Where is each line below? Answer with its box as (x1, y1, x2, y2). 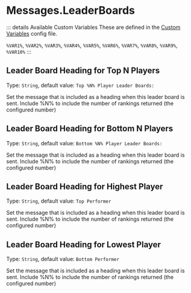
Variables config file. (6, 30, 57, 37)
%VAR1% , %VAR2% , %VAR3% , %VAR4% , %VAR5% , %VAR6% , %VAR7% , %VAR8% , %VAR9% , (6, 42, 178, 49)
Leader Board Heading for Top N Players (6, 66, 160, 76)
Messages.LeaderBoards (6, 4, 136, 17)
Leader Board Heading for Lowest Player (6, 239, 161, 250)
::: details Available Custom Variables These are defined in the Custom (6, 24, 181, 31)
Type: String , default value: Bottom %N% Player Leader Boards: (6, 139, 163, 146)
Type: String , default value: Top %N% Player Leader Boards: (6, 81, 155, 89)
